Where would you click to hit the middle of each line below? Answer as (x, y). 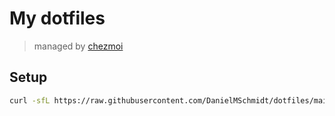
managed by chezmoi (78, 46)
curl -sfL (30, 100)
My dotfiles (57, 18)
